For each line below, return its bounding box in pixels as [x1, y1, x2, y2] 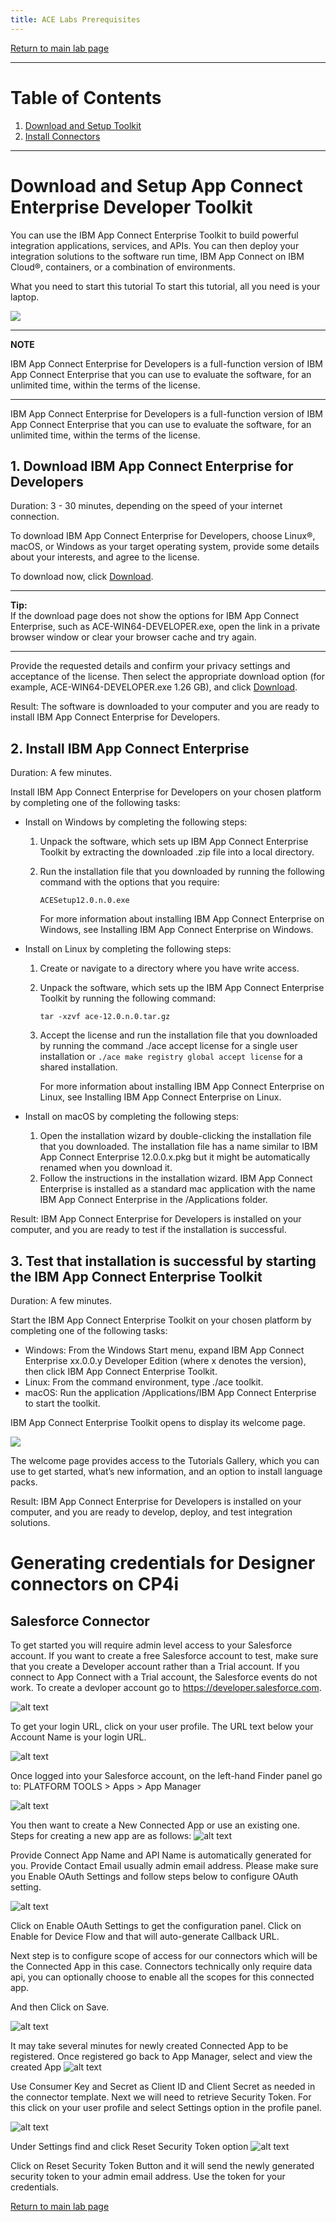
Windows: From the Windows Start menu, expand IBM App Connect [24, 1344, 305, 1356]
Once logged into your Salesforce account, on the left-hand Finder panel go [10, 1769, 323, 1781]
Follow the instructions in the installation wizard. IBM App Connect [39, 1172, 313, 1185]
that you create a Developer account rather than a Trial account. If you [10, 1660, 300, 1672]
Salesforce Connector [10, 1612, 150, 1630]
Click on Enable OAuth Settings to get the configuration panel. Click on [10, 1919, 302, 1931]
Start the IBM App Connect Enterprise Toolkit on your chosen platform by [10, 1314, 312, 1326]
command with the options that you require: [39, 876, 220, 888]
